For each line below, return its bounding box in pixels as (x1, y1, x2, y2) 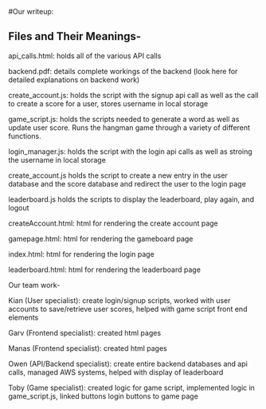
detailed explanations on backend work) (8, 75, 140, 85)
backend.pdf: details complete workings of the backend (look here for (8, 66, 238, 76)
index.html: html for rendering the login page (8, 249, 155, 258)
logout (8, 203, 29, 212)
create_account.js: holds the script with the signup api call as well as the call (8, 90, 259, 100)
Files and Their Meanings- (8, 29, 142, 43)
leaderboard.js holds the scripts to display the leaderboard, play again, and (8, 195, 255, 204)
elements (8, 313, 39, 322)
